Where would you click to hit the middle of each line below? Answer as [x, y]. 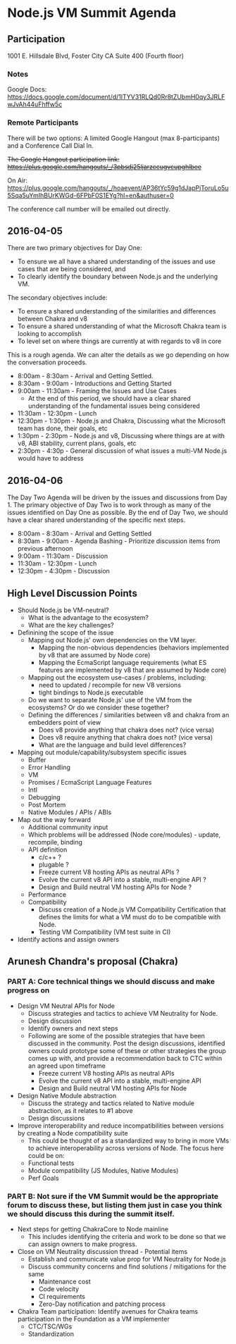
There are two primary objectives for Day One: [75, 248]
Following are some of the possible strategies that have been [117, 1035]
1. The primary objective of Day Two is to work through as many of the [109, 505]
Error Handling [49, 767]
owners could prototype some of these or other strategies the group [127, 1050]
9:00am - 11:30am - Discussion [62, 556]
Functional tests [51, 1163]
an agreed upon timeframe [67, 1066]
